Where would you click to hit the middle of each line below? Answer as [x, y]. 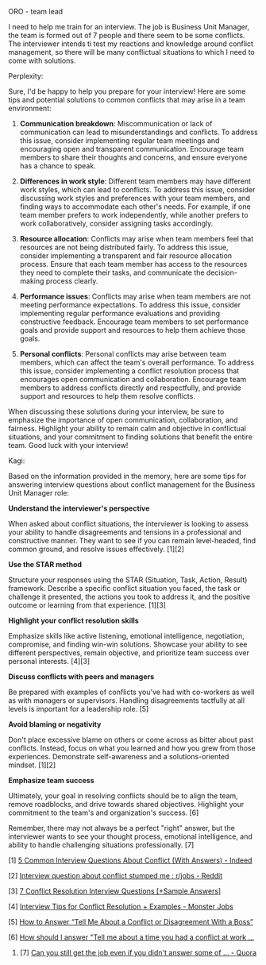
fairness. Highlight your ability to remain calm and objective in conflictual [127, 428]
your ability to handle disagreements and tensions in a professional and [125, 532]
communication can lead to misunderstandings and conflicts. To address [139, 132]
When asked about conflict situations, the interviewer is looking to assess [128, 524]
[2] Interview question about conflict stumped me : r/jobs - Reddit [116, 876]
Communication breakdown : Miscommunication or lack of [116, 124]
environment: [30, 108]
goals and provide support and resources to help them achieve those [133, 330]
